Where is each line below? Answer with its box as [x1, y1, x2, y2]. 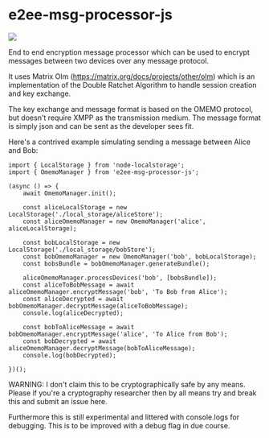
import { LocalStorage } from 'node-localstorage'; [8, 161, 185, 169]
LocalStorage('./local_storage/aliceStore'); [8, 210, 163, 218]
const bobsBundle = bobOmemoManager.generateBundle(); [22, 259, 210, 267]
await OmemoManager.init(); [22, 189, 116, 197]
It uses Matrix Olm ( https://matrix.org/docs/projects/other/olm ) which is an [8, 71, 255, 81]
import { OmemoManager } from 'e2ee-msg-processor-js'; [8, 167, 199, 176]
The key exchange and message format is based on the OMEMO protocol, [8, 104, 254, 114]
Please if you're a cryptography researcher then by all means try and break [8, 388, 257, 398]
